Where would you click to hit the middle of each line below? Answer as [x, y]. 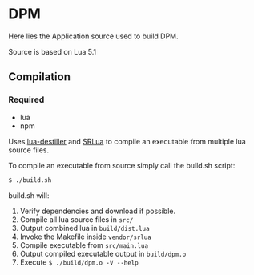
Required [26, 99]
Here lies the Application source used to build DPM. [93, 36]
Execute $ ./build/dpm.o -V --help [79, 262]
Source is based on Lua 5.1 [52, 51]
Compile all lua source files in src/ [77, 219]
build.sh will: [29, 195]
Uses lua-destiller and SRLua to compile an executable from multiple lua [127, 141]
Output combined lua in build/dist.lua [85, 228]
